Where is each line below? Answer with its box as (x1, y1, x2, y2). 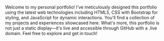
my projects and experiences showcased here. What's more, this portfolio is (5, 20, 160, 26)
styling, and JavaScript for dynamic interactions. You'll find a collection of (5, 15, 155, 20)
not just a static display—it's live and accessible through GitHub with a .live (5, 25, 158, 31)
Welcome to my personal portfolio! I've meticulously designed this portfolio (5, 4, 157, 10)
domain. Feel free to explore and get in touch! (5, 31, 98, 36)
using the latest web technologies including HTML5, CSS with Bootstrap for (5, 9, 158, 15)
